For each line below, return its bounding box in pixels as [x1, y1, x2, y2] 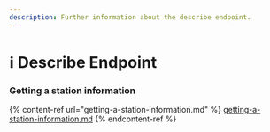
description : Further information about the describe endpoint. [9, 12, 251, 22]
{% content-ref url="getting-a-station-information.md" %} [9, 105, 221, 115]
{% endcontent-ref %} [94, 114, 177, 124]
